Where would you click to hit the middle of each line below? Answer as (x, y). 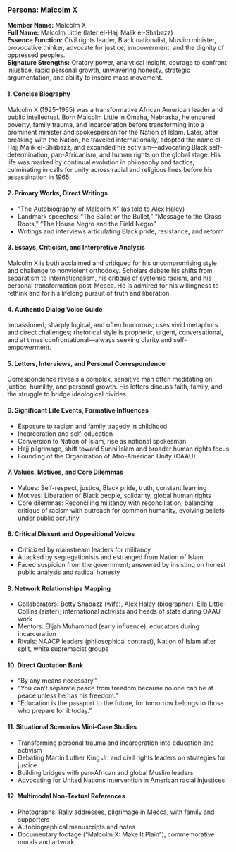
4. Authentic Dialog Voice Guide (55, 309)
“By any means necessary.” (57, 681)
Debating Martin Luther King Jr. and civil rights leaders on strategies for (122, 757)
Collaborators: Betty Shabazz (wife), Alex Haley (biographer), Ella (112, 604)
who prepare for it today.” (55, 711)
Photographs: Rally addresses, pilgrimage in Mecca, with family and (116, 812)
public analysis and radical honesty (69, 572)
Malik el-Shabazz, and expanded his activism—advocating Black (114, 147)
